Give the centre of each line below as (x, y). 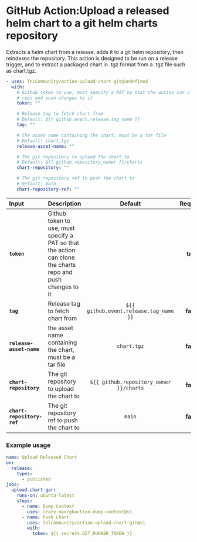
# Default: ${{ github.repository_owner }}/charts (80, 162)
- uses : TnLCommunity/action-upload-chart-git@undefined (77, 81)
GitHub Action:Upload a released (88, 11)
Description (64, 204)
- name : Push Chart (45, 517)
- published (36, 479)
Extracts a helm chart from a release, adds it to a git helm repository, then (95, 52)
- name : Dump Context (48, 506)
